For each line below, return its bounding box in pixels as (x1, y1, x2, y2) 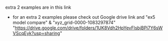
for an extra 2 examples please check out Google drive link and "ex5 (12, 14, 155, 20)
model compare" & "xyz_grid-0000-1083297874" (12, 20, 116, 25)
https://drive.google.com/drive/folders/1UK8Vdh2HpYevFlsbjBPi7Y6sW (15, 25, 163, 31)
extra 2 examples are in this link (5, 5, 71, 10)
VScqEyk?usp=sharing (12, 30, 60, 36)
